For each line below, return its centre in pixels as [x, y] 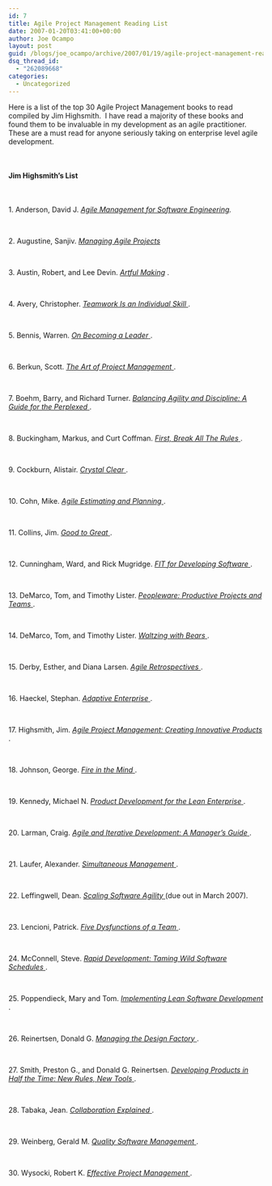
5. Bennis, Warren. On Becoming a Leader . [81, 335]
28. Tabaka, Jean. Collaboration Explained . [81, 1110]
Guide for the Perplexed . [50, 406]
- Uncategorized [43, 84]
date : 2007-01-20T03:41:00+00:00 [65, 31]
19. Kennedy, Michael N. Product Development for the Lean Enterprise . [127, 801]
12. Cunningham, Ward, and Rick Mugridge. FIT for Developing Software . [131, 564]
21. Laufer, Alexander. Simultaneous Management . [93, 864]
